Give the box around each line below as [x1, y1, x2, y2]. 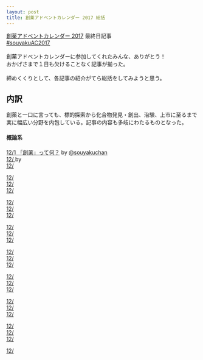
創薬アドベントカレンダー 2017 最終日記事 [6, 32, 112, 40]
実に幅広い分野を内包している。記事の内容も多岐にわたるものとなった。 [6, 119, 187, 126]
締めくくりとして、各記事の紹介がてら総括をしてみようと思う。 [6, 74, 165, 82]
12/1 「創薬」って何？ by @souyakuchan [6, 149, 108, 156]
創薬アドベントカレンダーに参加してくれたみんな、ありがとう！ [6, 52, 166, 60]
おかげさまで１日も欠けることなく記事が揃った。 [6, 60, 129, 68]
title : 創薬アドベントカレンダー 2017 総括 [6, 15, 105, 21]
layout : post [6, 9, 40, 15]
